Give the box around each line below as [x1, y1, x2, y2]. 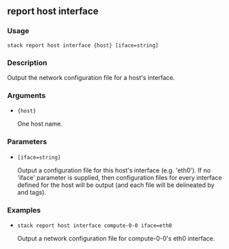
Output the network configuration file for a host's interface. [7, 73, 175, 81]
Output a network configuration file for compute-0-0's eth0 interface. [17, 234, 215, 242]
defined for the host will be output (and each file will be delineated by [17, 181, 215, 189]
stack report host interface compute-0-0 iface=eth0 [17, 222, 172, 229]
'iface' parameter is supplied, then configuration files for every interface [17, 173, 222, 181]
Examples [7, 205, 41, 215]
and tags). [17, 188, 47, 196]
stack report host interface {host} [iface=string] [7, 41, 159, 49]
